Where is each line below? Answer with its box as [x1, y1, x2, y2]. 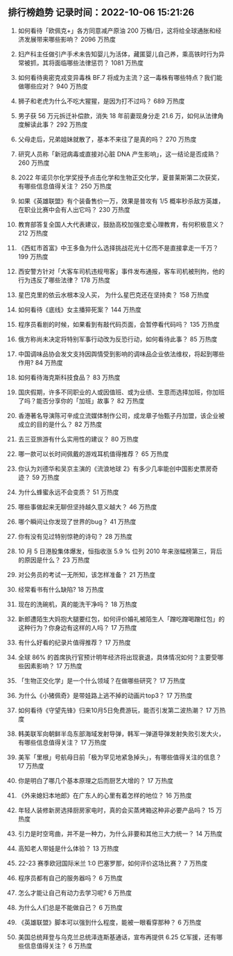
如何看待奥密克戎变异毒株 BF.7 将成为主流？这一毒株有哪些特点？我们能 [17, 73, 223, 81]
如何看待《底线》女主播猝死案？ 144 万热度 [17, 305, 141, 314]
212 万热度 [17, 229, 49, 237]
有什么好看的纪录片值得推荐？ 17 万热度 [17, 638, 131, 647]
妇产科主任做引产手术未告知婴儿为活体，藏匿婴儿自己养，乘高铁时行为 [17, 49, 219, 58]
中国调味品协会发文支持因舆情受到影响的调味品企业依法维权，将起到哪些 [17, 350, 225, 358]
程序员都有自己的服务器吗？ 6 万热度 [17, 873, 123, 882]
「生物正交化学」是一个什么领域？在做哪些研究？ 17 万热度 [17, 677, 186, 685]
